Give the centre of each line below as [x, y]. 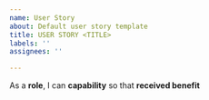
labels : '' [30, 43]
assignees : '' [36, 52]
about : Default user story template [79, 26]
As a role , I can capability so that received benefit [104, 85]
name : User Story [42, 18]
